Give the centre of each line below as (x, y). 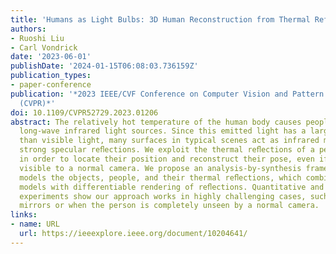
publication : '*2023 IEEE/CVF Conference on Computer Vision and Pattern (167, 94)
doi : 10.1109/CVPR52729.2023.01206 (84, 112)
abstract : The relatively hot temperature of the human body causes (156, 122)
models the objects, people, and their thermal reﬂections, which (160, 177)
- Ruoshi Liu (37, 38)
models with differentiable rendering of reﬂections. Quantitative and (172, 187)
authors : (28, 29)
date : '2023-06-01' (51, 57)
